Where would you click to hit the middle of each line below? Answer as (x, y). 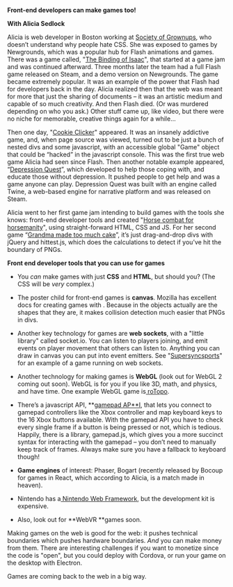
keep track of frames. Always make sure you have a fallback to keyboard (121, 449)
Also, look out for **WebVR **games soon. (79, 520)
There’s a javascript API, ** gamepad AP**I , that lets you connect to (114, 405)
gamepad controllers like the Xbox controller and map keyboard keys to (120, 412)
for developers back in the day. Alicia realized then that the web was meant (115, 89)
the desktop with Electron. (45, 563)
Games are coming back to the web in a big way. (77, 576)
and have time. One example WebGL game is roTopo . (93, 391)
